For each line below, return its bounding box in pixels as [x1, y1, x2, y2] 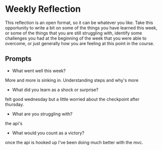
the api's [5, 120, 23, 126]
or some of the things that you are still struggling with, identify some [5, 30, 142, 36]
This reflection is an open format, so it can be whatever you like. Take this [5, 20, 153, 25]
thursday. [5, 101, 24, 107]
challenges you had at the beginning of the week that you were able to [5, 35, 147, 41]
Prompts [5, 55, 32, 63]
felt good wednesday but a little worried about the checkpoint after [5, 96, 140, 102]
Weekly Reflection [5, 3, 81, 15]
